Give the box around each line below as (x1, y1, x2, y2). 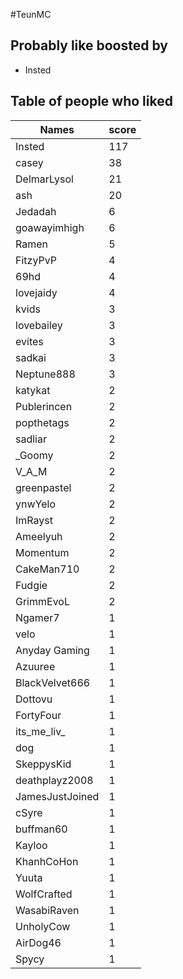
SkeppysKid (15, 757, 72, 771)
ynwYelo (15, 497, 56, 511)
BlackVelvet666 (15, 675, 91, 689)
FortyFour (15, 708, 62, 722)
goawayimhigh (15, 220, 85, 234)
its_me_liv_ (15, 724, 66, 738)
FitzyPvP (15, 253, 57, 267)
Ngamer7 (15, 610, 60, 624)
